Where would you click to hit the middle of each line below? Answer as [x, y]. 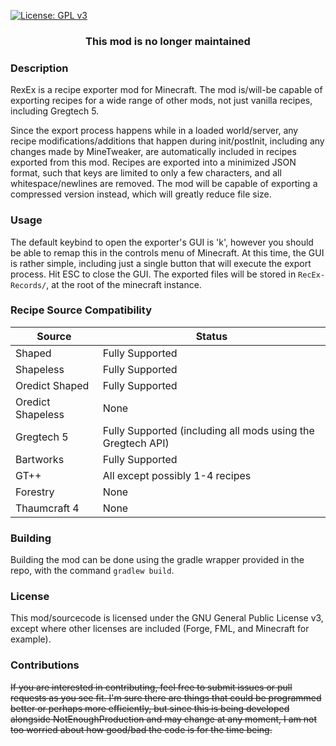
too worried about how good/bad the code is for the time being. [141, 729]
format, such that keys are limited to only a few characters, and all [146, 173]
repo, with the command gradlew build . [92, 571]
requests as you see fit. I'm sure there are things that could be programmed [166, 697]
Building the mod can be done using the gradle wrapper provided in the [157, 560]
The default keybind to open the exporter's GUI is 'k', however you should [162, 242]
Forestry [35, 492]
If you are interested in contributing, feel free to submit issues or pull [151, 687]
